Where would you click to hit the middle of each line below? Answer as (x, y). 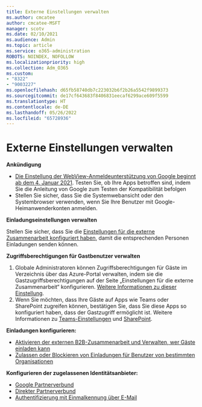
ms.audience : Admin (31, 40)
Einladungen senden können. (42, 244)
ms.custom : (20, 73)
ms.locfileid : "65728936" (39, 118)
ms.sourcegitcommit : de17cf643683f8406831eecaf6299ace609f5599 (87, 96)
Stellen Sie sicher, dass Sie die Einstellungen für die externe (80, 232)
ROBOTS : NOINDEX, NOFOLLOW (40, 57)
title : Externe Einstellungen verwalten (58, 12)
